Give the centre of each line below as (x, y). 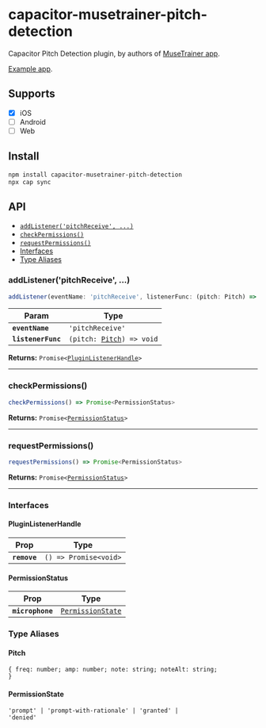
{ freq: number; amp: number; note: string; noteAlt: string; (113, 670)
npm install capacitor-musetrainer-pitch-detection (95, 175)
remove (25, 557)
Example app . (30, 68)
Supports (32, 94)
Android (32, 121)
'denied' (23, 718)
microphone (32, 611)
